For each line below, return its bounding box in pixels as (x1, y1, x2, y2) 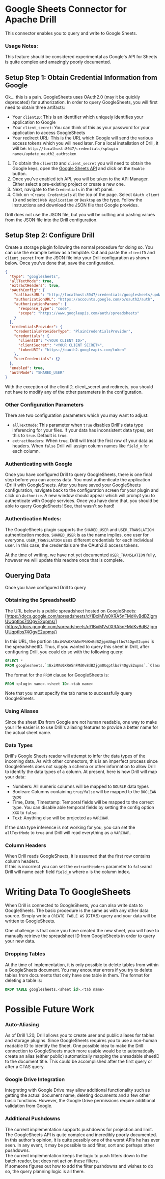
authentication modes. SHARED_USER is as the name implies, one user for (5, 532, 149, 538)
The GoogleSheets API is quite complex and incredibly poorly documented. (5, 1132, 157, 1138)
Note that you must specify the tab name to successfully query (5, 690, 133, 696)
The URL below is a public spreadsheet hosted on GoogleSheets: (5, 607, 137, 614)
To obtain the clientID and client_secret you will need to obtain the (12, 160, 151, 166)
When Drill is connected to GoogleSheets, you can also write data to (5, 903, 143, 909)
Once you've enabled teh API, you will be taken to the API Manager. (12, 176, 149, 182)
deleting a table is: (5, 977, 43, 983)
